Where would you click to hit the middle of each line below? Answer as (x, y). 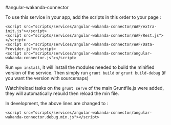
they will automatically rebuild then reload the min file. (62, 93)
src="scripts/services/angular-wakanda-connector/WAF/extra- (90, 27)
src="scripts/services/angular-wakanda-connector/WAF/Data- (89, 44)
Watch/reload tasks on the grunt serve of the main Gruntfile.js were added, (85, 88)
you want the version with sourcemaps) (47, 78)
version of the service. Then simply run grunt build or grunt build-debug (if (86, 73)
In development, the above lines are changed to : (57, 103)
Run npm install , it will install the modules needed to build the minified (80, 67)
